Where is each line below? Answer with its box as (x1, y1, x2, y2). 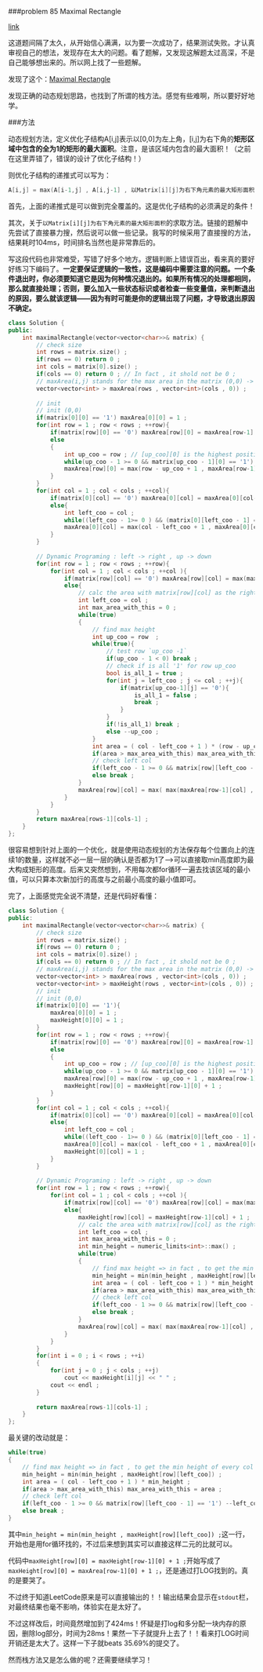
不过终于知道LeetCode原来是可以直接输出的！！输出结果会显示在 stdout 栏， (8, 1592, 253, 1601)
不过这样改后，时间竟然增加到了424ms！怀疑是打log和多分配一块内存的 (8, 1619, 240, 1628)
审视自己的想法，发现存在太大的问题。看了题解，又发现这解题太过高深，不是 (8, 48, 255, 57)
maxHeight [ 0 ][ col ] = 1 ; (63, 1148, 146, 1155)
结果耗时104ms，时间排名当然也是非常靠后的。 (8, 237, 160, 246)
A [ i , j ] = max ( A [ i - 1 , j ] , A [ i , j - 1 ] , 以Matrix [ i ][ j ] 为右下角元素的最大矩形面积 (8, 186, 255, 194)
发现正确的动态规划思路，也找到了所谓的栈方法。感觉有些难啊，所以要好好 (8, 91, 248, 100)
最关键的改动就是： (8, 1433, 70, 1443)
